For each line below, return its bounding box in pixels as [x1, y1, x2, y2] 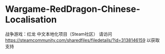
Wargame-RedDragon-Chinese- [5, 3, 141, 15]
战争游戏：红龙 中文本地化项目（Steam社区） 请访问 [5, 31, 112, 37]
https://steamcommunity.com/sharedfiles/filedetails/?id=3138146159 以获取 [5, 37, 160, 43]
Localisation [5, 14, 57, 25]
